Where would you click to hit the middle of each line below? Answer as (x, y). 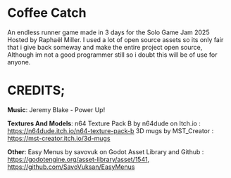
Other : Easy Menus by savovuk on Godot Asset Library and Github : (106, 151)
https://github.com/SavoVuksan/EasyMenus (71, 167)
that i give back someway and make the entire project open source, (105, 47)
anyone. (19, 62)
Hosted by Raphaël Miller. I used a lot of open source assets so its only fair (115, 39)
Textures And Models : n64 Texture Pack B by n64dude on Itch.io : (104, 123)
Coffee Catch (47, 13)
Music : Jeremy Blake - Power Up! (56, 109)
